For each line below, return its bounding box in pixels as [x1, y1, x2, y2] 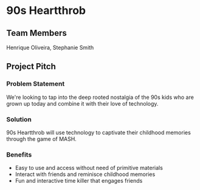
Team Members [6, 28, 67, 38]
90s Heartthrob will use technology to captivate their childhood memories [6, 129, 191, 136]
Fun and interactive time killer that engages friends [15, 177, 143, 185]
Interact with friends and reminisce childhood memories [15, 171, 156, 178]
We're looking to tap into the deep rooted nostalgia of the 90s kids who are [6, 93, 195, 101]
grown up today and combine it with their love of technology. [6, 100, 159, 107]
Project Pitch [6, 61, 56, 72]
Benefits [6, 150, 32, 158]
